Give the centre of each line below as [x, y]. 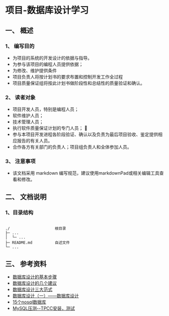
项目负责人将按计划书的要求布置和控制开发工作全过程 [68, 76]
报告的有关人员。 [35, 141]
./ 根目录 [36, 229]
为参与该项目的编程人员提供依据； [48, 64]
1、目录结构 [19, 212]
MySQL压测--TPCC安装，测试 [44, 308]
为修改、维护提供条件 [34, 70]
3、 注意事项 [21, 162]
